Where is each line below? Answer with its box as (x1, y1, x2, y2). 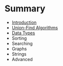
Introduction (11, 19, 37, 25)
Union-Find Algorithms (11, 24, 58, 30)
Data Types (11, 30, 35, 36)
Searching (11, 40, 33, 46)
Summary (4, 3, 45, 14)
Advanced (11, 56, 33, 62)
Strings (11, 51, 27, 57)
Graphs (11, 46, 27, 52)
